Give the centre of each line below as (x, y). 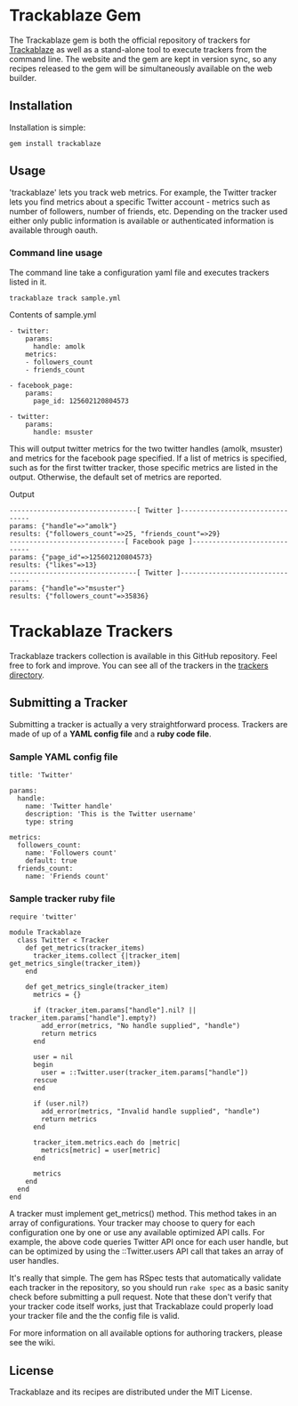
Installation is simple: (48, 127)
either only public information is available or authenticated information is (141, 221)
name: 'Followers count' (71, 853)
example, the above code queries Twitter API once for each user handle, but (149, 1242)
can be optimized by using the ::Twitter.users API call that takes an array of (147, 1251)
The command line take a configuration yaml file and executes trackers (139, 272)
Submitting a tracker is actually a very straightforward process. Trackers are (149, 724)
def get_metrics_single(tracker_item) (97, 987)
